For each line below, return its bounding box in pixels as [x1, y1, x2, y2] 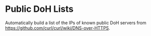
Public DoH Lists [5, 3, 74, 15]
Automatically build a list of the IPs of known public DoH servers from [5, 20, 147, 26]
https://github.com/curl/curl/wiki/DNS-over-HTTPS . [5, 25, 110, 31]
